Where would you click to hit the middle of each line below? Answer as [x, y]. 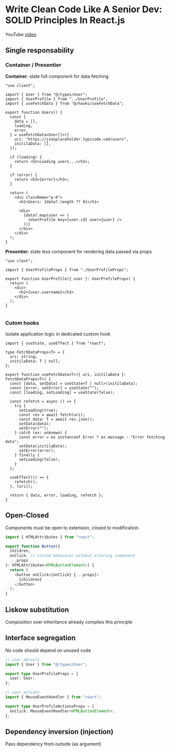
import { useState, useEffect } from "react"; [55, 343]
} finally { [27, 455]
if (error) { [24, 175]
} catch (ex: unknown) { [41, 433]
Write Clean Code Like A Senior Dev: [84, 9]
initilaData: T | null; [35, 361]
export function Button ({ [33, 546]
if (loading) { [26, 157]
